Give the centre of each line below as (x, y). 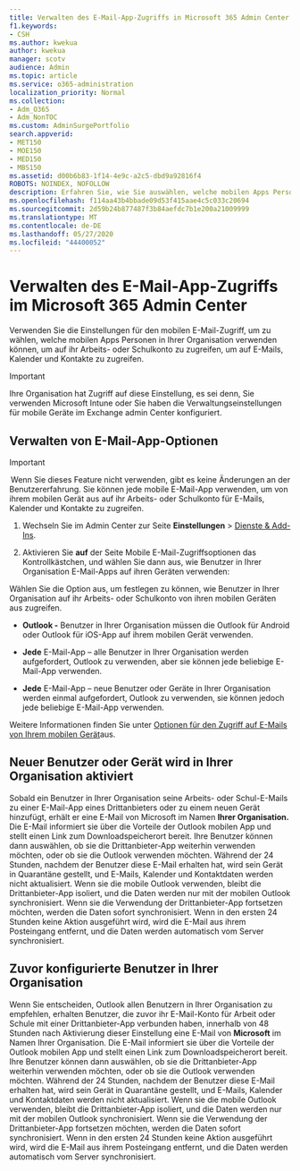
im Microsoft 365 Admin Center (128, 306)
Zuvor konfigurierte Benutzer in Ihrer (114, 969)
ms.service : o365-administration (71, 84)
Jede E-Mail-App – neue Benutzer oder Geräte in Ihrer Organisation (146, 688)
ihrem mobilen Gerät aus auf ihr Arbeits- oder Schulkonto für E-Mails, (137, 499)
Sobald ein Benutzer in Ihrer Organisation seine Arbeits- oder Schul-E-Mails (149, 798)
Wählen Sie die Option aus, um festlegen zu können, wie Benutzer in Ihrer (144, 589)
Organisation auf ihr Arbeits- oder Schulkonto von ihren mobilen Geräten (143, 598)
